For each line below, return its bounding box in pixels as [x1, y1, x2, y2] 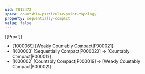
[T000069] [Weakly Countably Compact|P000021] [12, 43, 113, 49]
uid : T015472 [5, 7, 32, 12]
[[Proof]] [5, 34, 23, 40]
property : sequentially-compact [5, 16, 70, 21]
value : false [5, 20, 32, 26]
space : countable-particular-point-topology [5, 12, 97, 16]
